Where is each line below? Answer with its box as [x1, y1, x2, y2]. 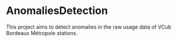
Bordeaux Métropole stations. [6, 29, 78, 36]
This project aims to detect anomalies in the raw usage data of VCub [6, 23, 172, 30]
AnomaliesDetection [6, 4, 108, 17]
